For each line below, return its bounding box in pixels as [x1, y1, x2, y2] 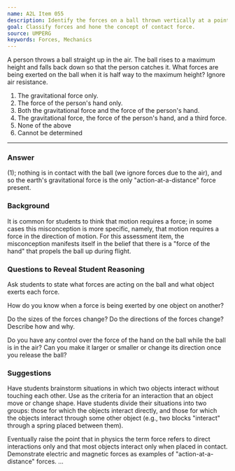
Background [7, 201, 50, 211]
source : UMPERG [7, 29, 52, 37]
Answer [7, 153, 35, 163]
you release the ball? [7, 351, 67, 360]
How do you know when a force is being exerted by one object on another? [7, 301, 224, 310]
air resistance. [7, 78, 48, 86]
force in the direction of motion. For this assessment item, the [7, 232, 185, 240]
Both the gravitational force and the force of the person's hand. [17, 107, 200, 115]
